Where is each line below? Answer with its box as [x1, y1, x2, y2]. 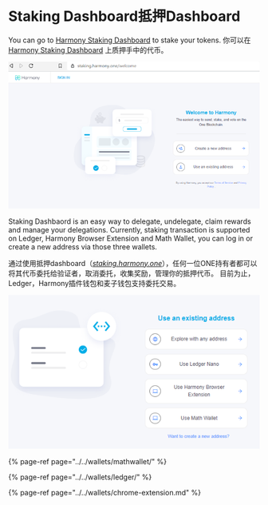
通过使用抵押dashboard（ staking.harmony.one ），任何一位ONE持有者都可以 [8, 258, 258, 268]
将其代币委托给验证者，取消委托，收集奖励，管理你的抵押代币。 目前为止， [8, 268, 255, 278]
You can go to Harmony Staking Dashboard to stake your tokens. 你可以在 [8, 35, 251, 45]
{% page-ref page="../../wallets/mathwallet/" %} [8, 456, 167, 466]
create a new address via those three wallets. [8, 241, 158, 252]
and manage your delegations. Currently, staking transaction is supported [8, 225, 250, 234]
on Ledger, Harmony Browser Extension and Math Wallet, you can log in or [8, 233, 254, 243]
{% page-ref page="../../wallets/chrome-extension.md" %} [8, 487, 202, 497]
